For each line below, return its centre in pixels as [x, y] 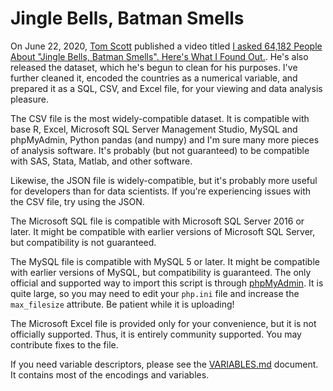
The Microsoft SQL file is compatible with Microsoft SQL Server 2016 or [157, 221]
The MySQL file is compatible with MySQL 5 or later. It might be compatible [165, 261]
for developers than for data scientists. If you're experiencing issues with [161, 191]
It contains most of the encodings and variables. [110, 374]
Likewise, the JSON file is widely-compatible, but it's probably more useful [164, 180]
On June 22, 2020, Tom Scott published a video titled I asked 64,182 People [166, 46]
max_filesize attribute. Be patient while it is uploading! [122, 304]
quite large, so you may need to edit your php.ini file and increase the [155, 293]
